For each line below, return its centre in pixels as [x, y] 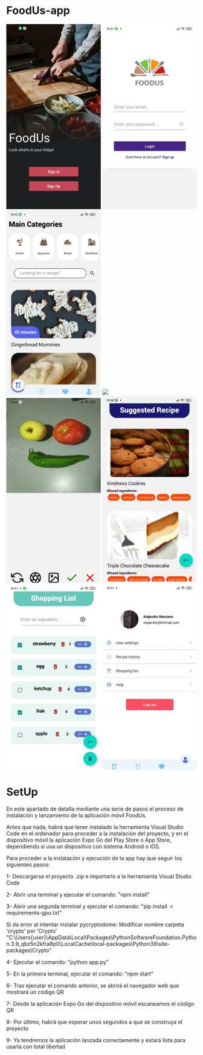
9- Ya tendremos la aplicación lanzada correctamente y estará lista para [96, 1040]
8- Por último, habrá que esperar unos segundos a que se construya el [95, 1022]
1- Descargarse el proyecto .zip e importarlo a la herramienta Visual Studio [99, 876]
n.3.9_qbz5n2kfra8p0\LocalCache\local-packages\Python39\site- [88, 943]
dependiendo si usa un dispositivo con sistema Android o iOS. [83, 846]
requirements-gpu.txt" [34, 912]
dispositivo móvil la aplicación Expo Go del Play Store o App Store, [89, 840]
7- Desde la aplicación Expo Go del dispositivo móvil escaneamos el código [100, 1003]
